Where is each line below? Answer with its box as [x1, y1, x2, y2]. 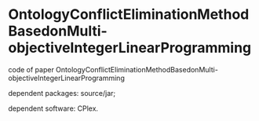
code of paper [8, 64, 55, 74]
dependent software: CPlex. [8, 104, 99, 113]
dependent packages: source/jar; [8, 88, 116, 97]
